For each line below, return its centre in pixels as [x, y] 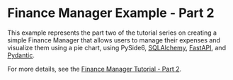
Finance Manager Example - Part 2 [111, 13]
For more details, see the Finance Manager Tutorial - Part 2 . [95, 69]
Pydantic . [21, 55]
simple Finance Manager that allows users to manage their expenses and [114, 40]
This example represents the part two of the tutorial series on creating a [112, 33]
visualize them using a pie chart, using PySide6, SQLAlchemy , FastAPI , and [117, 47]
